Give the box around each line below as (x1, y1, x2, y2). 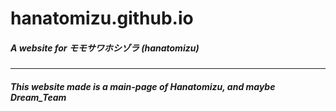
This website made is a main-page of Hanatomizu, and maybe (10, 80, 276, 92)
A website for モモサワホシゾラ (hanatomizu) (10, 42, 200, 54)
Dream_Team (10, 91, 67, 103)
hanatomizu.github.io (10, 7, 194, 30)
